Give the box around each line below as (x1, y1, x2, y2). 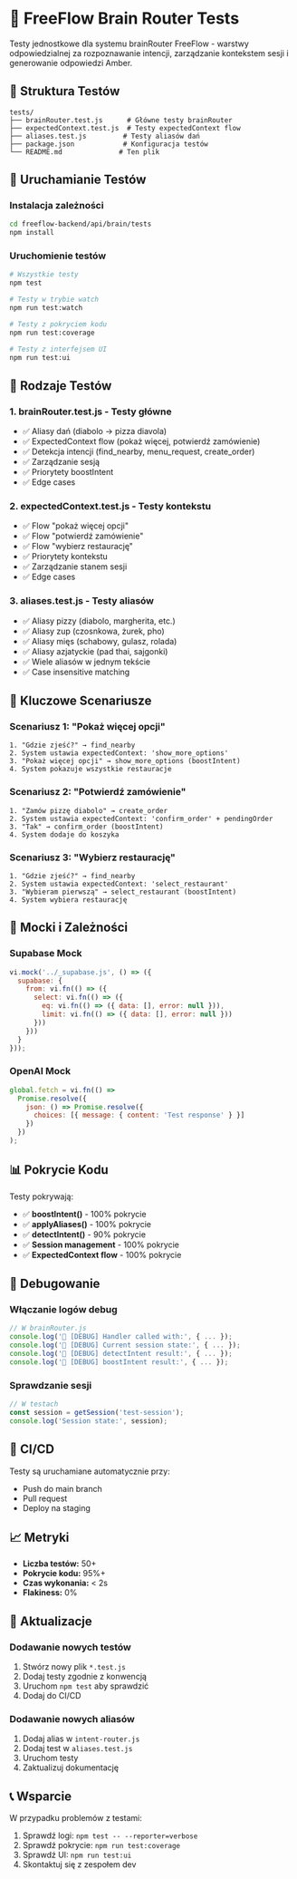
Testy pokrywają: (9, 1191, 74, 1202)
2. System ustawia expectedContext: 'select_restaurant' (9, 879, 229, 889)
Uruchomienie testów (9, 249, 107, 262)
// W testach (9, 1400, 59, 1409)
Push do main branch (22, 1483, 102, 1494)
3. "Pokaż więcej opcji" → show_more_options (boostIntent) (9, 757, 242, 766)
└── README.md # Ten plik (9, 147, 160, 157)
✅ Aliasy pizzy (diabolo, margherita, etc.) (22, 615, 177, 626)
